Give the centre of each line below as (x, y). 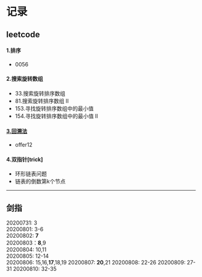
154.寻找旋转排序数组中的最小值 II (56, 116)
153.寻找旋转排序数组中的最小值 (54, 108)
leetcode (23, 34)
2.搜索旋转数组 (25, 79)
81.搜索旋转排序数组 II (42, 101)
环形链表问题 (31, 174)
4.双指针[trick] (25, 159)
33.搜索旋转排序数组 (40, 93)
